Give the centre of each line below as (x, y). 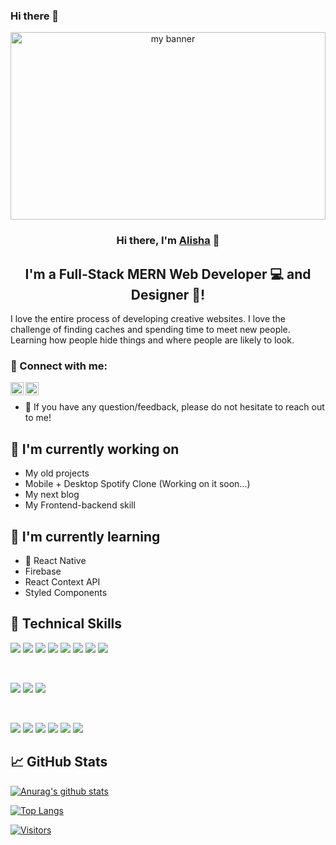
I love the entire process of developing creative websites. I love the (148, 319)
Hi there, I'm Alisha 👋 (168, 241)
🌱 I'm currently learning (85, 536)
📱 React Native (55, 560)
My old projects (57, 473)
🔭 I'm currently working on (95, 449)
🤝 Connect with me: (59, 366)
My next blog (52, 495)
